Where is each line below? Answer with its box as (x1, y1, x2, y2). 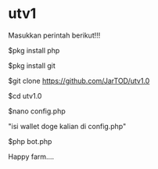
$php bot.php (8, 136, 52, 146)
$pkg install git (8, 60, 56, 70)
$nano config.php (8, 106, 66, 116)
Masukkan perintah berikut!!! (8, 31, 101, 40)
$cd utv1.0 (8, 91, 42, 100)
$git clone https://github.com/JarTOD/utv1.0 (8, 76, 150, 85)
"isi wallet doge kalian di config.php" (8, 121, 127, 131)
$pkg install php (8, 45, 60, 55)
